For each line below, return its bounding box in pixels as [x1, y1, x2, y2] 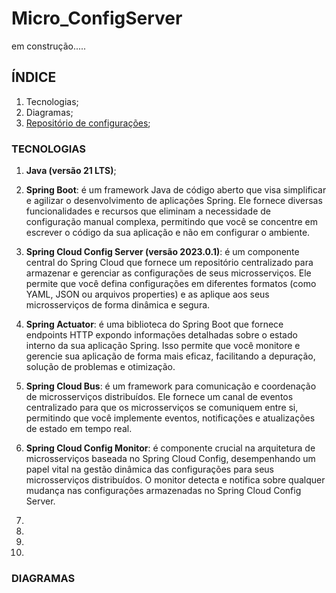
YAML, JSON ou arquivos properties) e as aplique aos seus [25, 288, 270, 301]
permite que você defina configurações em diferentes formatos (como [25, 278, 317, 290]
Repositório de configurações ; [25, 117, 151, 129]
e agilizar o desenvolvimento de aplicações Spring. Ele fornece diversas [25, 195, 323, 207]
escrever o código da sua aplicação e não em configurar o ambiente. [25, 227, 311, 239]
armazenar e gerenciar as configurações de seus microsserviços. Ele [25, 267, 312, 279]
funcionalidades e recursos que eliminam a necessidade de [25, 205, 271, 217]
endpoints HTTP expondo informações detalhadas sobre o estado [25, 329, 298, 341]
